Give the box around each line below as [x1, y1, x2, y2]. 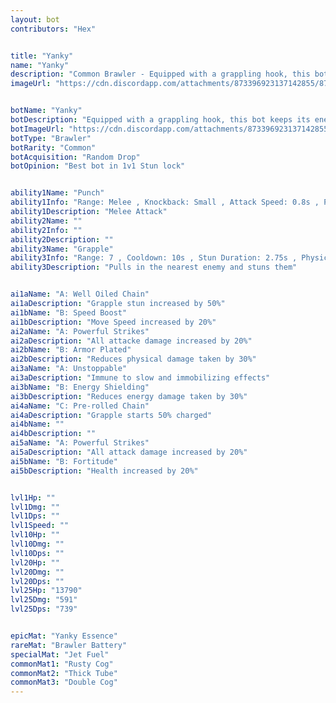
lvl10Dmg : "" [10, 539, 65, 549]
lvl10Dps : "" [10, 548, 65, 558]
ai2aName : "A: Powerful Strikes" [10, 326, 150, 336]
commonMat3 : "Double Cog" [10, 677, 118, 688]
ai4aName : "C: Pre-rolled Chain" [10, 401, 150, 411]
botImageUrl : [10, 124, 65, 134]
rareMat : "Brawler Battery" [10, 640, 128, 650]
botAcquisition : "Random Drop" [10, 152, 141, 162]
